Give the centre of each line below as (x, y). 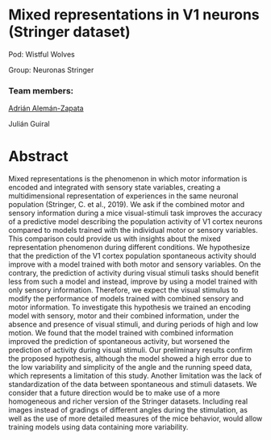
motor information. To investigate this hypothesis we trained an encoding (130, 307)
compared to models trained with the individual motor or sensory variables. (133, 230)
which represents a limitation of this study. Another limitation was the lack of (135, 376)
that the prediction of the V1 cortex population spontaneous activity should (132, 256)
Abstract (38, 157)
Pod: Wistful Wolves (42, 54)
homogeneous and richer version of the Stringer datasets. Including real (128, 401)
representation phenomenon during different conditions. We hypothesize (129, 247)
